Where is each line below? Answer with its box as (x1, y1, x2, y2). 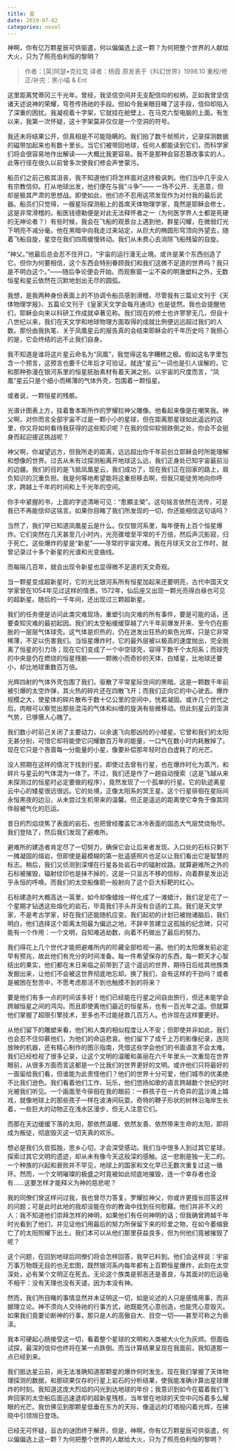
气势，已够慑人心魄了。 (7, 713, 75, 721)
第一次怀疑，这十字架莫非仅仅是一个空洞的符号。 (31, 117, 173, 126)
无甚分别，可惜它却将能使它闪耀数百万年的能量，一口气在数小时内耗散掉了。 (7, 737, 229, 745)
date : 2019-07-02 (7, 17, 58, 24)
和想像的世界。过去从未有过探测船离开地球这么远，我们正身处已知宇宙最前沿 (7, 456, 229, 465)
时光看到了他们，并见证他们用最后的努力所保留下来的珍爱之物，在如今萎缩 (7, 1220, 223, 1229)
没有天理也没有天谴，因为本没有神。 (31, 1279, 137, 1287)
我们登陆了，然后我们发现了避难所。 (7, 828, 112, 836)
